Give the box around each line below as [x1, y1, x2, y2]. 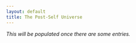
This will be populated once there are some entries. [6, 30, 131, 37]
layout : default [6, 8, 46, 15]
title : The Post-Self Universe [6, 14, 83, 20]
